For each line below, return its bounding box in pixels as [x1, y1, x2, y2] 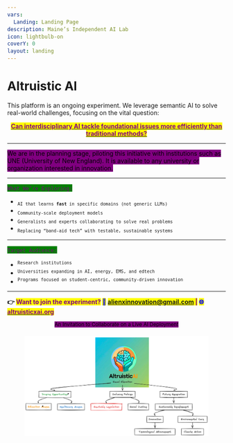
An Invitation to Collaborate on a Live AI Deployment [54, 321, 179, 328]
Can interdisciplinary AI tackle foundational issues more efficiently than [10, 122, 223, 130]
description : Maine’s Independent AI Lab [7, 26, 129, 33]
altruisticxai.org [7, 308, 54, 316]
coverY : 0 [7, 40, 36, 48]
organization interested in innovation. [7, 163, 113, 172]
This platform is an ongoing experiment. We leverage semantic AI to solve [7, 101, 218, 109]
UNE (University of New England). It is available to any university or [7, 156, 200, 165]
